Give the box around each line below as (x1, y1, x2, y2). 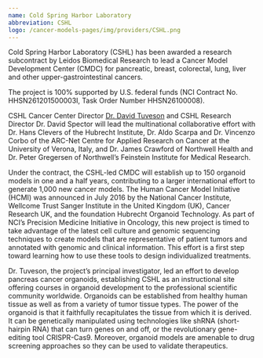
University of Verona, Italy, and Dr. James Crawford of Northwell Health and (8, 144, 254, 154)
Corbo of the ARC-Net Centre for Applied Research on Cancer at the (8, 136, 230, 146)
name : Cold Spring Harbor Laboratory (8, 11, 132, 20)
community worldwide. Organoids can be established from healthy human (8, 291, 248, 301)
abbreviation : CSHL (8, 19, 72, 27)
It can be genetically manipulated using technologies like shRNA (8, 316, 216, 326)
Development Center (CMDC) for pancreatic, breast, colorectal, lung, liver (8, 64, 247, 74)
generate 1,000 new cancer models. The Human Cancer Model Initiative (8, 185, 241, 194)
